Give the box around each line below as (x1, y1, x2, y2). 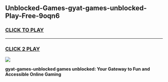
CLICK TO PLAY (5, 27, 44, 34)
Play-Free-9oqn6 (5, 12, 60, 20)
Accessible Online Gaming (5, 71, 61, 77)
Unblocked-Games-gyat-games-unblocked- (5, 4, 147, 12)
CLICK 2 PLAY (5, 45, 40, 52)
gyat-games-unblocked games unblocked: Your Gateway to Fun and (5, 66, 150, 72)
